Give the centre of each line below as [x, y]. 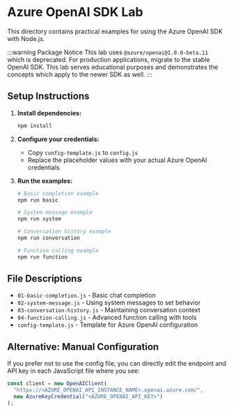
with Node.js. [26, 38]
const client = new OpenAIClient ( [57, 384]
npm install [34, 126]
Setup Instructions [48, 96]
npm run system [39, 219]
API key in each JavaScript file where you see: [74, 371]
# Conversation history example [64, 232]
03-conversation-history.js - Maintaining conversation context [109, 310]
